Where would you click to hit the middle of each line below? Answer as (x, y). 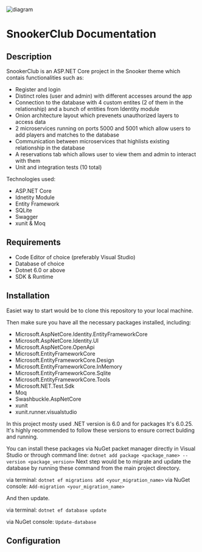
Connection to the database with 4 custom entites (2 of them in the (99, 102)
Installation (28, 296)
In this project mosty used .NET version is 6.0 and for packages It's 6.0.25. (100, 423)
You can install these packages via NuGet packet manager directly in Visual (101, 448)
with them (28, 161)
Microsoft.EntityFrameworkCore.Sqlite (63, 373)
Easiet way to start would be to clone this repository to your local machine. (100, 310)
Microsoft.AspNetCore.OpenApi (55, 347)
